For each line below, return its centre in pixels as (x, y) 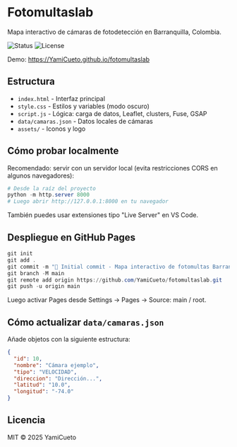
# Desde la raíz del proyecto (52, 188)
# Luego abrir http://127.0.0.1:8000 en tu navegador (88, 202)
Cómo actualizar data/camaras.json (86, 322)
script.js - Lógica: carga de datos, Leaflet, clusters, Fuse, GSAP (112, 113)
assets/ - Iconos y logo (51, 129)
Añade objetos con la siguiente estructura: (69, 339)
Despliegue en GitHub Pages (72, 237)
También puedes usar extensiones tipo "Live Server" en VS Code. (103, 215)
